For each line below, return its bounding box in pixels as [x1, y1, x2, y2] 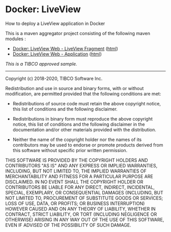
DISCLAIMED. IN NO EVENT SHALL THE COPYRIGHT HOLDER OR [5, 179, 144, 185]
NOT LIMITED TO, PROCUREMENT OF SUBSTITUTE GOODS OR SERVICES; [5, 195, 163, 201]
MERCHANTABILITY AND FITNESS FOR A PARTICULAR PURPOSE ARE [5, 173, 154, 179]
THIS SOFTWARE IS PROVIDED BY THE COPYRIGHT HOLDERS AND [5, 157, 149, 163]
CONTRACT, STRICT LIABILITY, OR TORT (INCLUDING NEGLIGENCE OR [5, 211, 157, 217]
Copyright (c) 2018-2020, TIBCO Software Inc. [5, 75, 103, 81]
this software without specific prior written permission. [12, 147, 128, 153]
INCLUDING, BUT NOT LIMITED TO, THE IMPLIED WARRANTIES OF [5, 168, 147, 174]
